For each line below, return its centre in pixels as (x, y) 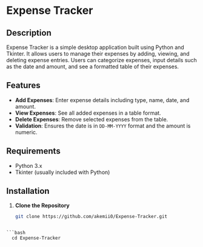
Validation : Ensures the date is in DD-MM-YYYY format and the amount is (103, 126)
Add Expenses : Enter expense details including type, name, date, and (102, 100)
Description (29, 33)
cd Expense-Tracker (36, 238)
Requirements (33, 151)
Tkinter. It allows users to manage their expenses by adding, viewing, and (98, 54)
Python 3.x (28, 165)
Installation (28, 191)
